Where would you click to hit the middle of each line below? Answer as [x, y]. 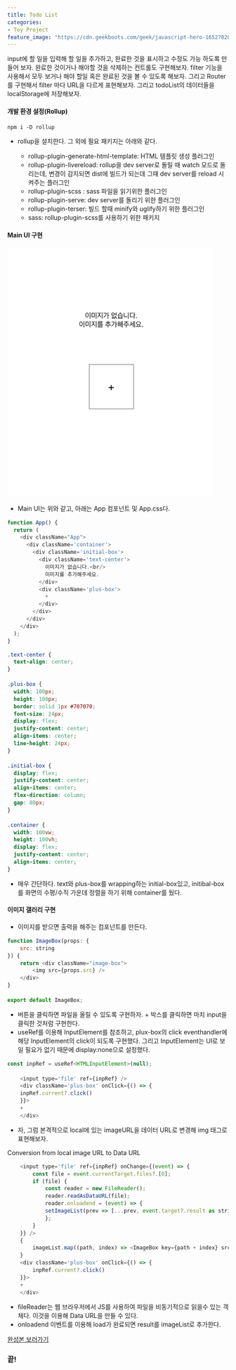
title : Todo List [33, 15]
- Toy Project [28, 29]
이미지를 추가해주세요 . [72, 574]
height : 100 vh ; [36, 840]
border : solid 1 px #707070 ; [55, 706]
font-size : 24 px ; [39, 714]
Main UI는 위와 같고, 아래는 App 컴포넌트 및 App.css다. [94, 508]
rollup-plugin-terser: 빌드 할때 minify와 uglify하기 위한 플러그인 [116, 209]
